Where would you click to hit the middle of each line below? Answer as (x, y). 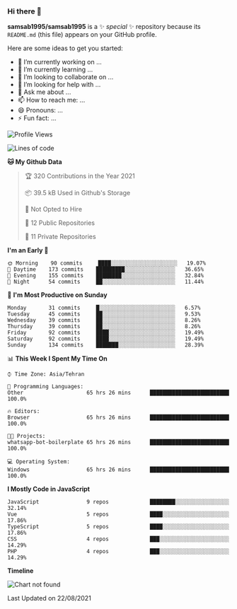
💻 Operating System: (39, 462)
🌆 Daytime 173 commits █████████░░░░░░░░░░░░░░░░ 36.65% (105, 269)
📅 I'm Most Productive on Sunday (57, 295)
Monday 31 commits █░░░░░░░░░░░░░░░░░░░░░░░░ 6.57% (104, 308)
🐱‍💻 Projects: (27, 436)
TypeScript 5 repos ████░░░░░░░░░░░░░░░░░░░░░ (118, 527)
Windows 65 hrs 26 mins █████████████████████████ (118, 470)
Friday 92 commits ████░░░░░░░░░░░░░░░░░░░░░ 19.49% (105, 333)
